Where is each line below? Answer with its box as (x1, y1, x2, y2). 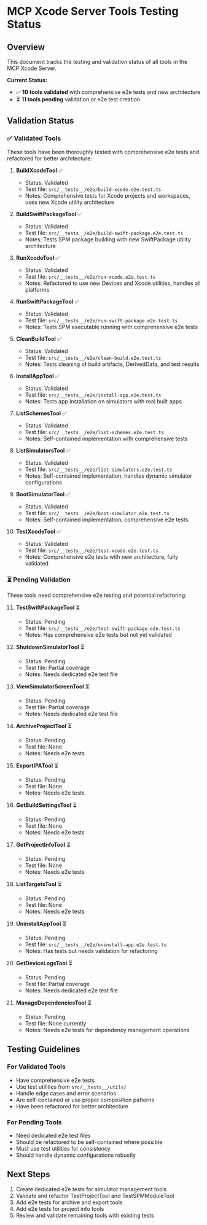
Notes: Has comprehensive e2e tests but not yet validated (25, 631, 173, 638)
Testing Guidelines (7, 1044, 80, 1054)
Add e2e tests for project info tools (15, 1205, 104, 1212)
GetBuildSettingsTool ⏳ (15, 801, 77, 809)
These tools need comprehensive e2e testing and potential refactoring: (7, 591, 187, 599)
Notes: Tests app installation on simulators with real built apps (25, 397, 182, 405)
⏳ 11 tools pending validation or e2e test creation (15, 96, 141, 103)
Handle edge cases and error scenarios (15, 1089, 116, 1097)
